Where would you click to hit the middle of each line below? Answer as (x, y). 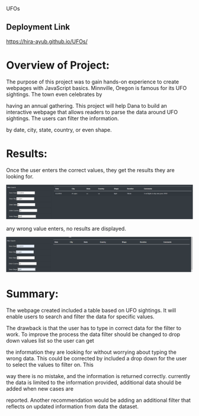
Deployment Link (38, 27)
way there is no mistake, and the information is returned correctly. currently (98, 376)
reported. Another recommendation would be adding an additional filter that (99, 400)
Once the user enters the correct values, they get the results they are (90, 170)
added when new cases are (40, 389)
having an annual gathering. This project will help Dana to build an (87, 105)
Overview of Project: (58, 65)
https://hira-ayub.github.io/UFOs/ (47, 41)
